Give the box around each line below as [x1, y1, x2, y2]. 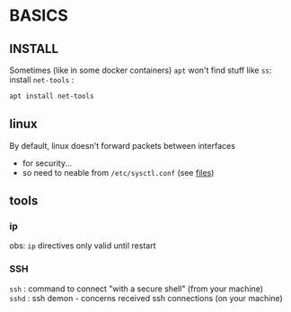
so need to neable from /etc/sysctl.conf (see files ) [22, 167, 215, 178]
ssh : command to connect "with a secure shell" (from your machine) [9, 283, 263, 294]
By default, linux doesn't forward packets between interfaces [9, 140, 236, 151]
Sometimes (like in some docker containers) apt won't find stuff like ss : [9, 65, 272, 75]
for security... [22, 158, 73, 169]
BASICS [9, 5, 69, 26]
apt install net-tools [9, 91, 94, 100]
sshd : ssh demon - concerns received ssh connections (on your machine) [9, 292, 283, 303]
